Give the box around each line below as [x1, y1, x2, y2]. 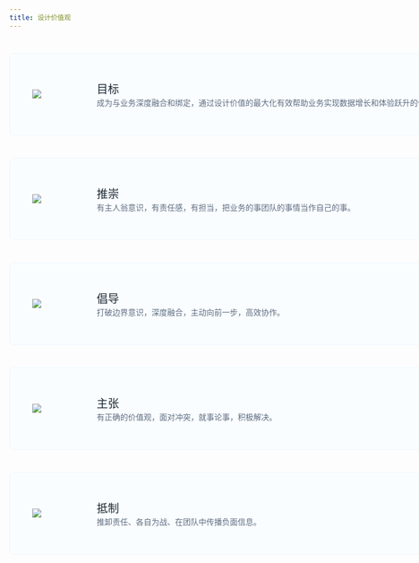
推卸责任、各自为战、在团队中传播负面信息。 [97, 516, 261, 527]
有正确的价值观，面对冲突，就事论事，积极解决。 [97, 411, 278, 422]
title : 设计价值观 [9, 13, 72, 22]
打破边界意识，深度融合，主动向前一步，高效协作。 [97, 307, 285, 317]
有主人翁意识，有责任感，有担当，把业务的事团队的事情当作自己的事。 [97, 202, 355, 212]
